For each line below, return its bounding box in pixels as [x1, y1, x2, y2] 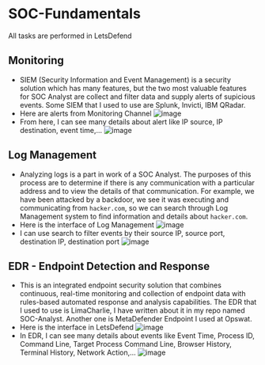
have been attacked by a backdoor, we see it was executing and [19, 195, 229, 204]
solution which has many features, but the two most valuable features [19, 83, 247, 93]
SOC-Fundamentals [8, 5, 141, 23]
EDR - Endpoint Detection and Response [8, 259, 210, 273]
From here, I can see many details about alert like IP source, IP [19, 116, 223, 127]
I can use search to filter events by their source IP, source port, [19, 228, 225, 238]
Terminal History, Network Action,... [19, 348, 136, 357]
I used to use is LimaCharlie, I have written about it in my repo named [19, 306, 245, 315]
